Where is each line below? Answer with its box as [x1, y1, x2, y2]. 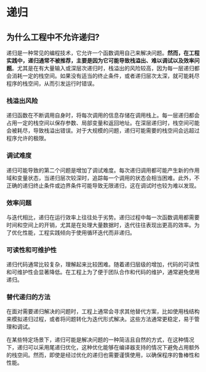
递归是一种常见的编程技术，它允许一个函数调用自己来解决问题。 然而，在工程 [6, 50, 200, 56]
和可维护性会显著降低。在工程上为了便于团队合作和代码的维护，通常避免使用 [6, 269, 200, 276]
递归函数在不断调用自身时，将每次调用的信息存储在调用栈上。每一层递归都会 [6, 111, 200, 119]
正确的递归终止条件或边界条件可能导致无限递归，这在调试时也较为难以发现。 [6, 182, 200, 189]
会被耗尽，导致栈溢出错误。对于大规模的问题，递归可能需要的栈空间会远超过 [6, 127, 200, 135]
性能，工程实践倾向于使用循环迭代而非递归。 [22, 229, 135, 236]
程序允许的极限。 [6, 135, 50, 142]
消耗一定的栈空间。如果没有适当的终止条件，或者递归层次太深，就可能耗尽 [11, 72, 200, 80]
